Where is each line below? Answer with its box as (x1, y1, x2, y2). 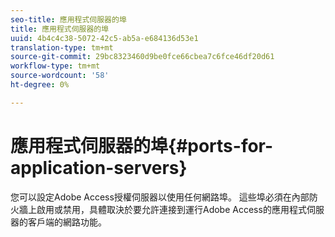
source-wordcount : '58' (10, 71, 110, 81)
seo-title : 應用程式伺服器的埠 (10, 14, 127, 25)
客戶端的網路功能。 (27, 216, 107, 228)
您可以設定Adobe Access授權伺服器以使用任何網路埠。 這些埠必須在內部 (10, 191, 310, 203)
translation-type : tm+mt (10, 42, 114, 53)
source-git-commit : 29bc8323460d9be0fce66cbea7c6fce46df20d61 (10, 52, 275, 62)
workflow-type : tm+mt (10, 61, 101, 71)
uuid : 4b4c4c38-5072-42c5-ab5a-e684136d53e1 (10, 33, 199, 43)
